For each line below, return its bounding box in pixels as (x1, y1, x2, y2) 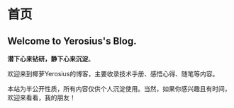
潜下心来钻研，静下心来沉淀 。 (7, 54, 94, 63)
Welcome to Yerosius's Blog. (7, 35, 137, 47)
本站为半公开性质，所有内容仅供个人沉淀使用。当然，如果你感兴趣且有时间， (7, 85, 231, 92)
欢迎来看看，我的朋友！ (7, 93, 76, 102)
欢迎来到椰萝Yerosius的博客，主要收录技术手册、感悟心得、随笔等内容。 (7, 70, 219, 78)
